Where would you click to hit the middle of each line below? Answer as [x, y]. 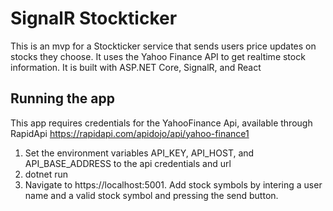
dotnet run [46, 174]
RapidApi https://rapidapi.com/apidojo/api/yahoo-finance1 [130, 133]
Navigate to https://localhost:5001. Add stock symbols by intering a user [173, 184]
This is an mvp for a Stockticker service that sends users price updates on [163, 46]
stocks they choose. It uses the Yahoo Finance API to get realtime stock [158, 56]
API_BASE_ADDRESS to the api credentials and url [128, 163]
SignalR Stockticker [94, 18]
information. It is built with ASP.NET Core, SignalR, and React [136, 67]
